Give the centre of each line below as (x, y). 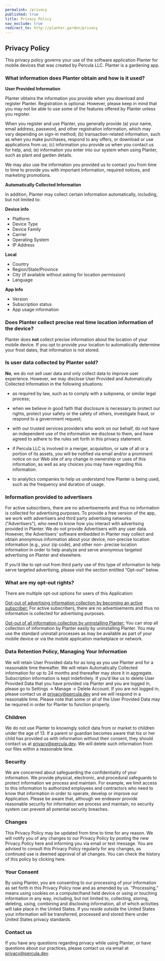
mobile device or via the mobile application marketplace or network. (74, 639)
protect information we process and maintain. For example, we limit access (81, 783)
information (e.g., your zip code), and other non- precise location (71, 544)
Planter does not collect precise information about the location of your (76, 339)
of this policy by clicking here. (35, 859)
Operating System (31, 240)
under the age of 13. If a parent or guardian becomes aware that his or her (80, 733)
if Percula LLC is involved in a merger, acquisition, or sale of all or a (80, 448)
